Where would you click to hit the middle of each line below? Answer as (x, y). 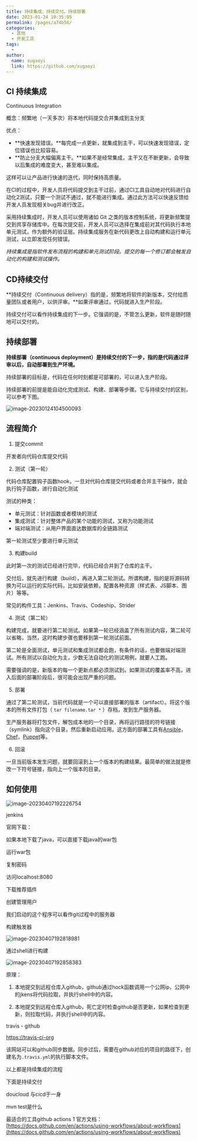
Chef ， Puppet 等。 (28, 736)
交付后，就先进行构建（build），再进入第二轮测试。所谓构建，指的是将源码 (96, 578)
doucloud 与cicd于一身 (34, 1094)
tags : (13, 45)
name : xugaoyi (28, 60)
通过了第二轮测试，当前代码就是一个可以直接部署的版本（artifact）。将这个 (96, 702)
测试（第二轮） (33, 618)
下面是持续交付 (24, 1082)
